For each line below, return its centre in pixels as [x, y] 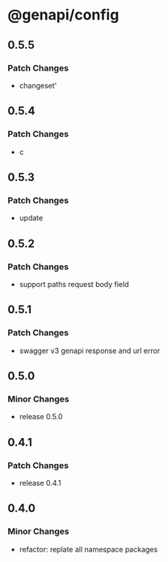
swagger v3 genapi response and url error [90, 350]
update [31, 218]
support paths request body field [74, 284]
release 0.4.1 [40, 483]
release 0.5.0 [41, 417]
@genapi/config [63, 15]
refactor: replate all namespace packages [88, 549]
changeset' [38, 85]
